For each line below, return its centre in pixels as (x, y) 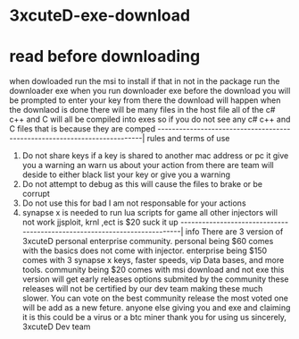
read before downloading (105, 57)
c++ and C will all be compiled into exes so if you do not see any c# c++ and (150, 119)
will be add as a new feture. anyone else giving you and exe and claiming (156, 308)
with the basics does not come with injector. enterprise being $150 (145, 250)
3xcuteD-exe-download (100, 16)
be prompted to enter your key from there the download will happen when (145, 100)
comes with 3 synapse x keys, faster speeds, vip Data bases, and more (153, 260)
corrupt (36, 194)
